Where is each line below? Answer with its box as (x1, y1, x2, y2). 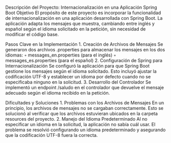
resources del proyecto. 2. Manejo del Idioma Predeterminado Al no (5, 116, 148, 122)
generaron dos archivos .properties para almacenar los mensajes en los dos (5, 47, 165, 52)
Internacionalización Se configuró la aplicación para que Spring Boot (5, 63, 150, 69)
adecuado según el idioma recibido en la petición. (5, 90, 110, 96)
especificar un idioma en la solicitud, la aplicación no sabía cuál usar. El (5, 122, 156, 127)
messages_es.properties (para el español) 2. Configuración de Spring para (5, 58, 162, 63)
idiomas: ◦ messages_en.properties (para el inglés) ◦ (5, 52, 116, 58)
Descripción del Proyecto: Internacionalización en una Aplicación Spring (5, 5, 157, 10)
